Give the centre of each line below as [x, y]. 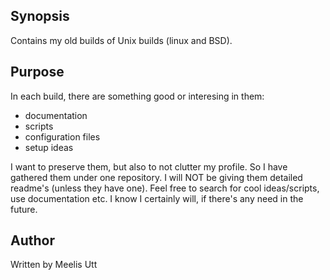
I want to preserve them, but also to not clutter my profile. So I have [149, 166]
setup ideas [49, 147]
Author [32, 240]
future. [24, 209]
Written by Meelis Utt [54, 265]
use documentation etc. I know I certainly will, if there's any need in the [157, 198]
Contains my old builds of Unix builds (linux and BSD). [121, 40]
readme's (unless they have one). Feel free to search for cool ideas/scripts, [165, 188]
